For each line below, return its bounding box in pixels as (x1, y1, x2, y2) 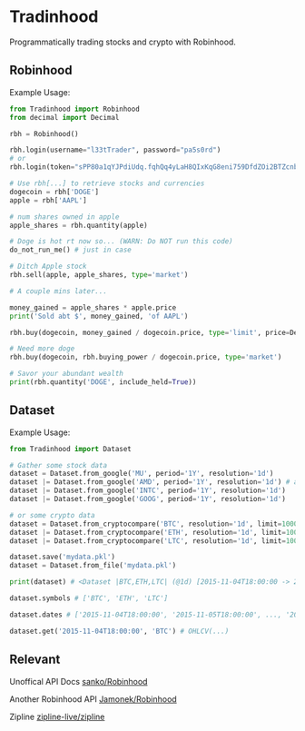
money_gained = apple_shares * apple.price (9, 302, 177, 312)
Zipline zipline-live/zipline (9, 711, 105, 722)
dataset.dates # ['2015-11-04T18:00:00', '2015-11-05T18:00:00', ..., (9, 610, 282, 619)
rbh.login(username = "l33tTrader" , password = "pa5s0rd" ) (9, 145, 221, 155)
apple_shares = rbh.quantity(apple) (9, 221, 148, 230)
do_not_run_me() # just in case (9, 245, 132, 255)
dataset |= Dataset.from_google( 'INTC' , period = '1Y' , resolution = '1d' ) (9, 486, 286, 496)
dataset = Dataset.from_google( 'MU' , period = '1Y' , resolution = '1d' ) (9, 469, 274, 479)
